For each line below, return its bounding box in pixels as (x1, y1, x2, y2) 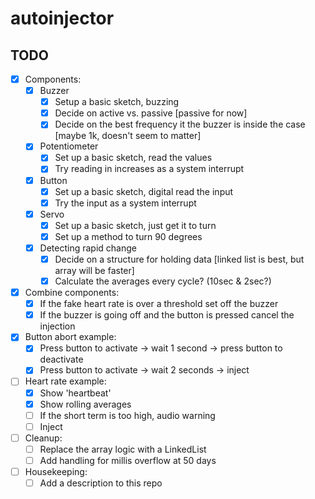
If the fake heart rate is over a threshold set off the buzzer (39, 298, 279, 310)
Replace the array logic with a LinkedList (39, 443, 207, 455)
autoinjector (10, 7, 115, 30)
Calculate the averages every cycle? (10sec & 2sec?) (54, 275, 272, 287)
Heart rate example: (24, 375, 107, 387)
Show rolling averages (39, 398, 132, 410)
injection (39, 320, 76, 332)
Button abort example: (24, 331, 117, 343)
